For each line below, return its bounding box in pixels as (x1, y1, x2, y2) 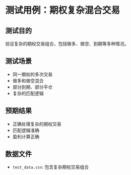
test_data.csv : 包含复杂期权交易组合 (12, 164, 89, 170)
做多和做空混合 (12, 77, 44, 83)
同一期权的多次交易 (12, 71, 53, 77)
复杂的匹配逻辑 (12, 90, 44, 96)
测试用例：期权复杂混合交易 (5, 5, 120, 16)
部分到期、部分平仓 (12, 84, 53, 90)
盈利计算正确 (12, 134, 39, 140)
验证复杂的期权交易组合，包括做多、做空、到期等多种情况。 (5, 41, 129, 47)
